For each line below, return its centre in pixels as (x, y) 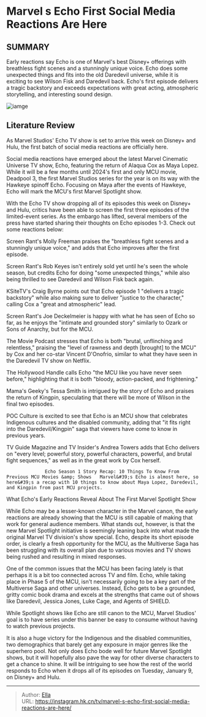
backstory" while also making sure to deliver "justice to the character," (95, 297)
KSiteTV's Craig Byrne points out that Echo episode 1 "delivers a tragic (95, 291)
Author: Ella (36, 694)
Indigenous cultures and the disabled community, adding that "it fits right (99, 422)
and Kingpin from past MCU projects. (55, 487)
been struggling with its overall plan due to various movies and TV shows (99, 550)
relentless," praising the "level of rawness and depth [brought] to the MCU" (101, 347)
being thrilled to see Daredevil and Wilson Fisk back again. (80, 279)
